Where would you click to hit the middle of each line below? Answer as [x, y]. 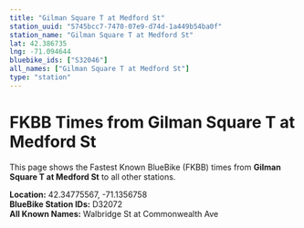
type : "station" [40, 78]
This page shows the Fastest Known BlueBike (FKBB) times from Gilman [145, 167]
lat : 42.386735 [38, 43]
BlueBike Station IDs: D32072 [66, 204]
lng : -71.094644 [40, 52]
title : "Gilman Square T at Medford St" [88, 18]
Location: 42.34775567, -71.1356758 [79, 194]
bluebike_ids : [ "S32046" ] [58, 60]
